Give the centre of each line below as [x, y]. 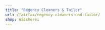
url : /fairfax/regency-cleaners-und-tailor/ [53, 15]
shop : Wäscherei [22, 19]
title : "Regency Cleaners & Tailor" [44, 10]
